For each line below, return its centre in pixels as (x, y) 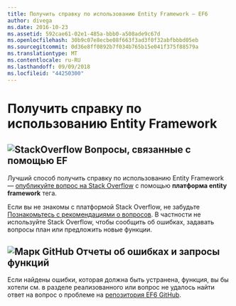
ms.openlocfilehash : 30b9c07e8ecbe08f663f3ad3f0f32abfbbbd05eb (103, 40)
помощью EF (37, 161)
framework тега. (32, 193)
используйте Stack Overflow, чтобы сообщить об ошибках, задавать (111, 222)
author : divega (30, 21)
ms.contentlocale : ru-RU (44, 60)
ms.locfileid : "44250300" (45, 73)
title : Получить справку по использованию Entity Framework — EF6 (108, 14)
